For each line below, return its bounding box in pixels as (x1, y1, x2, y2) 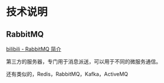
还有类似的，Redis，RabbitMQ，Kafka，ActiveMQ (6, 71, 129, 77)
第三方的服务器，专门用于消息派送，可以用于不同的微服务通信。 (6, 58, 161, 65)
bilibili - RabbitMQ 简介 (6, 45, 62, 52)
